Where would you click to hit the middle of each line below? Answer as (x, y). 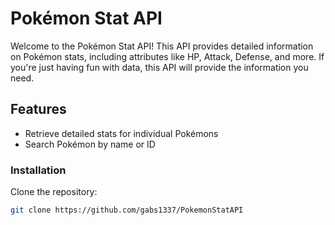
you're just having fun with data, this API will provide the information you (159, 67)
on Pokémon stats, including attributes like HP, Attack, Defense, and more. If (167, 56)
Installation (38, 170)
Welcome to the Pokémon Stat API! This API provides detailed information (162, 46)
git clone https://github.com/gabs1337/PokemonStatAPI (127, 210)
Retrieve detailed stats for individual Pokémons (121, 133)
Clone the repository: (54, 192)
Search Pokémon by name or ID (90, 144)
